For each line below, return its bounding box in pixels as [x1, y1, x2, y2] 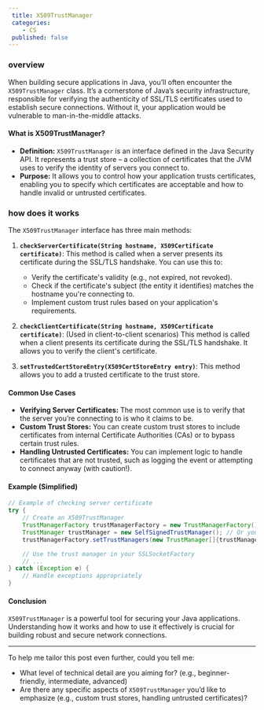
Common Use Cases [8, 388, 76, 397]
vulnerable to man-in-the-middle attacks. [8, 111, 141, 120]
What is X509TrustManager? [8, 129, 106, 138]
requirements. [31, 306, 77, 315]
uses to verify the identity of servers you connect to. [19, 163, 190, 172]
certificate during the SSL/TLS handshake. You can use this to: [19, 257, 223, 267]
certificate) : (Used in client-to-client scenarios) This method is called [19, 329, 250, 339]
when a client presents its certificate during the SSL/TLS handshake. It [19, 338, 248, 348]
